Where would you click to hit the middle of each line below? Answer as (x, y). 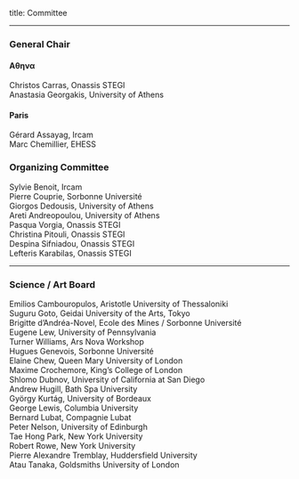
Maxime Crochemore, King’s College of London (96, 369)
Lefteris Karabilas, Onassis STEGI (70, 253)
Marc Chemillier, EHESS (53, 144)
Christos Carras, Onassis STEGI (67, 85)
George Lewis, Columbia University (74, 408)
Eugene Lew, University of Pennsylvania (83, 332)
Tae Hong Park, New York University (76, 436)
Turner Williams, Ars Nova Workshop (77, 341)
